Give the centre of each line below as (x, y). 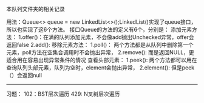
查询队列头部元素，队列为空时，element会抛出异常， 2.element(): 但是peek (100, 68)
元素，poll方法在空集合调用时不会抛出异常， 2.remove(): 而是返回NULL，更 (100, 52)
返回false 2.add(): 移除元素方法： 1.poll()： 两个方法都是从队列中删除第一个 (100, 45)
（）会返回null (24, 75)
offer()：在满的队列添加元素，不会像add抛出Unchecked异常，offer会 (108, 37)
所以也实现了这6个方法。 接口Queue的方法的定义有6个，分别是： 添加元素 (99, 30)
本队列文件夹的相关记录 (36, 9)
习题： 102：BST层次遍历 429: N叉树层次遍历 (63, 94)
